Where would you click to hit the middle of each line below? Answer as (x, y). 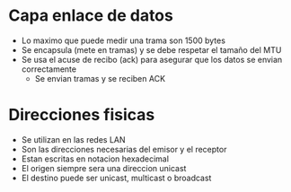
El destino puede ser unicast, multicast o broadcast (116, 178)
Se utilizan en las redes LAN (74, 139)
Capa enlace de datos (91, 16)
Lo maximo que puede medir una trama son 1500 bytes (123, 40)
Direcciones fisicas (82, 115)
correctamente (49, 69)
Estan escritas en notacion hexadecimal (95, 159)
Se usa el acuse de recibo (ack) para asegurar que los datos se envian (152, 59)
